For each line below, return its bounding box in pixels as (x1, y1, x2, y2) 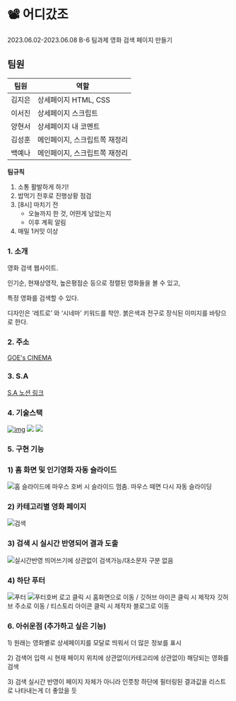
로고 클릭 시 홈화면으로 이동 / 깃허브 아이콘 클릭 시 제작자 (59, 593, 216, 602)
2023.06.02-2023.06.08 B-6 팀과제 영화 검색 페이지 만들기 (7, 35, 173, 44)
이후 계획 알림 (28, 217, 66, 227)
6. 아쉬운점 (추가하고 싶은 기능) (7, 621, 107, 631)
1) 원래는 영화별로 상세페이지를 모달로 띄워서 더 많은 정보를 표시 (7, 639, 182, 647)
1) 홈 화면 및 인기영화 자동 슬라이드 (7, 465, 117, 474)
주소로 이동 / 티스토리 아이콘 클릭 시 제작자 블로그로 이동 (14, 602, 170, 610)
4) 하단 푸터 (7, 575, 46, 585)
